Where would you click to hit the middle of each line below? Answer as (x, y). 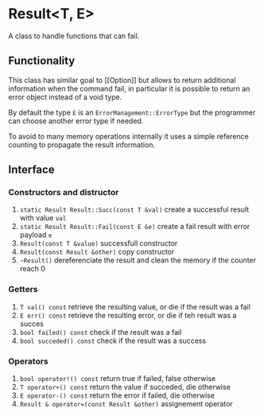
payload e (36, 235)
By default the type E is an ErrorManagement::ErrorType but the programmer (132, 112)
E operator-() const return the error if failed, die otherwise (117, 395)
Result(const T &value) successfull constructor (99, 243)
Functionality (42, 61)
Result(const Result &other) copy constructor (97, 252)
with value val (43, 218)
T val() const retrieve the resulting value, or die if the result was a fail (135, 306)
